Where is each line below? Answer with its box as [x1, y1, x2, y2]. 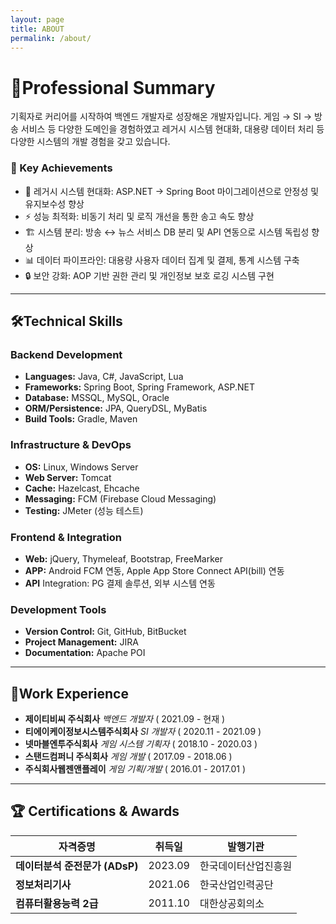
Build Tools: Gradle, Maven [24, 413, 138, 425]
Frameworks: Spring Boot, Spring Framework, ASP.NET [24, 381, 255, 393]
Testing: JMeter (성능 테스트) [24, 504, 144, 516]
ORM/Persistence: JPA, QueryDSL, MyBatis [24, 402, 208, 415]
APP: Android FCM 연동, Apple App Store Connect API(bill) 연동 [24, 564, 285, 576]
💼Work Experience [10, 685, 129, 702]
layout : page [10, 14, 65, 25]
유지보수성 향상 [24, 197, 85, 210]
